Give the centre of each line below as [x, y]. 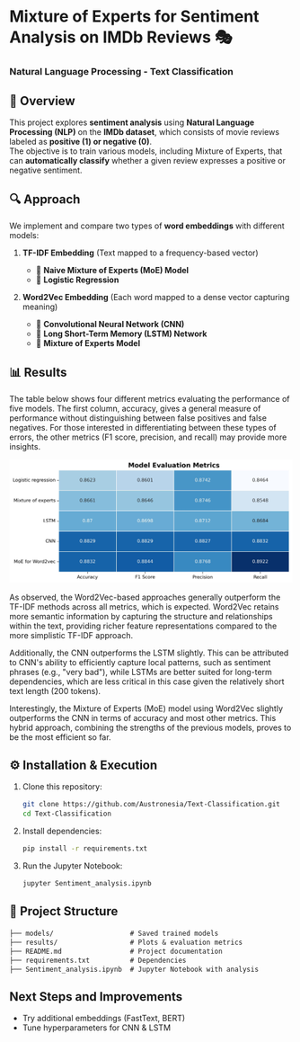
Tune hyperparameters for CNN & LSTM [97, 1028]
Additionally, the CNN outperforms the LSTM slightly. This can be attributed [149, 653]
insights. [25, 446]
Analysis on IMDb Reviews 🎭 [121, 37]
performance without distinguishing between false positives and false [138, 418]
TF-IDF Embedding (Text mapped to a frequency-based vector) [140, 253]
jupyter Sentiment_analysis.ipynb [87, 883]
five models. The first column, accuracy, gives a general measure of [135, 408]
